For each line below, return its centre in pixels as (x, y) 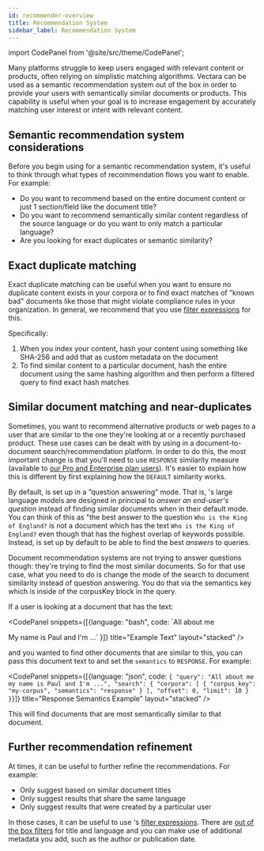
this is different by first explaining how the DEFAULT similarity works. (117, 476)
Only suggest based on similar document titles (95, 790)
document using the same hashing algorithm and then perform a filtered (137, 374)
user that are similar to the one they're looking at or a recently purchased (127, 434)
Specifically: (28, 333)
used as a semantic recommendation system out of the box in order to (123, 85)
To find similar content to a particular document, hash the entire (123, 365)
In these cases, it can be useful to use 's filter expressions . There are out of (131, 822)
